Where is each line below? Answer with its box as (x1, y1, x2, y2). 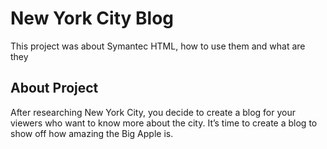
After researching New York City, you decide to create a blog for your (10, 106, 297, 118)
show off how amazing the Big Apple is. (10, 127, 174, 139)
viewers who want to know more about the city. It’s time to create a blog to (10, 117, 318, 129)
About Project (10, 80, 99, 97)
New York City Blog (10, 7, 174, 30)
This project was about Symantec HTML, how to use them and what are (10, 40, 306, 52)
